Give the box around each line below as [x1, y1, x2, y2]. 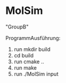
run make [13, 64, 37, 71]
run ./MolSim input [13, 70, 59, 77]
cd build [13, 52, 34, 59]
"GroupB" [5, 23, 29, 30]
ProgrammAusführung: [5, 34, 61, 41]
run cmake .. [13, 58, 44, 65]
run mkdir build [13, 45, 51, 53]
